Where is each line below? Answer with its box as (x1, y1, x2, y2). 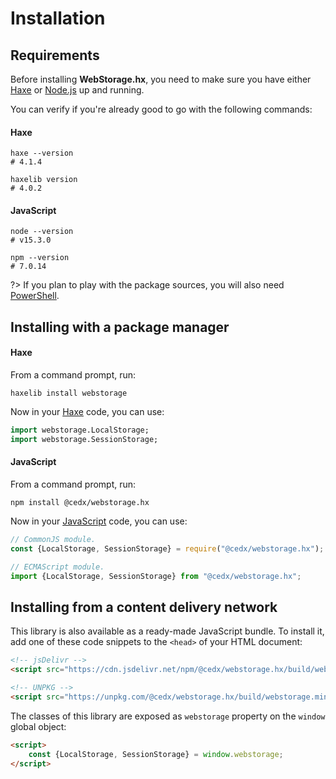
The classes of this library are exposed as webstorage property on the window (10, 710, 326, 722)
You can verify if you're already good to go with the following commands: (10, 103, 313, 115)
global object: (10, 720, 67, 732)
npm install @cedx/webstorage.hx (10, 497, 150, 507)
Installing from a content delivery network (10, 598, 278, 616)
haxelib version (10, 175, 78, 185)
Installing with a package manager (10, 318, 230, 336)
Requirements (10, 47, 100, 64)
